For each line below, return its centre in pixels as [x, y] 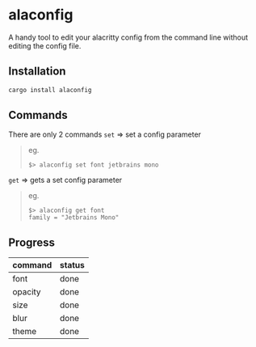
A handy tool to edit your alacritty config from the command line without [128, 37]
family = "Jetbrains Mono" [73, 218]
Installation [37, 72]
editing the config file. [45, 45]
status [72, 265]
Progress [31, 242]
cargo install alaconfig [50, 90]
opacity [27, 292]
